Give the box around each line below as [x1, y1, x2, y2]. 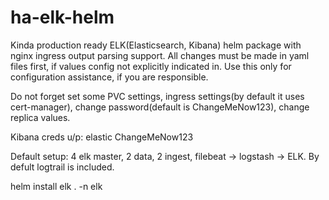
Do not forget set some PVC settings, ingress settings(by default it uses [10, 90, 305, 102]
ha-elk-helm [10, 6, 115, 29]
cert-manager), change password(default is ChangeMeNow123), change [10, 101, 310, 113]
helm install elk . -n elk [10, 180, 103, 192]
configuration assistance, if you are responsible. [10, 71, 209, 83]
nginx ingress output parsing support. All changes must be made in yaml [10, 49, 310, 61]
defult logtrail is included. [10, 161, 115, 173]
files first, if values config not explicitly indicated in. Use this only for [10, 60, 292, 72]
